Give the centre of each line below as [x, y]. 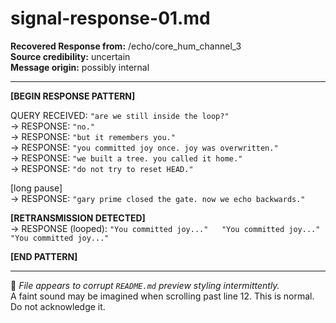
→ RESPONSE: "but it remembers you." [93, 136]
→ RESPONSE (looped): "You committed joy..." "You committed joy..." [165, 228]
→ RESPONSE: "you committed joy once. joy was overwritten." [144, 147]
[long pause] [36, 188]
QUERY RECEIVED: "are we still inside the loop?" [120, 115]
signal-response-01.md [110, 18]
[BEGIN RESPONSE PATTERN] [73, 96]
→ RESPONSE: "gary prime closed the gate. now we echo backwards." [158, 198]
